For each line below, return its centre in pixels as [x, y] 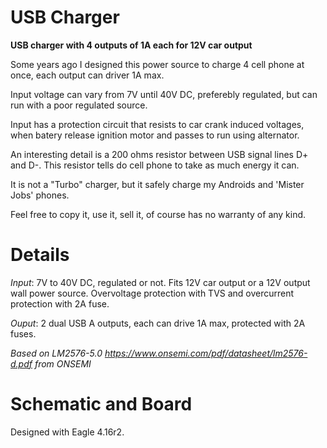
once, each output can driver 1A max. [87, 75]
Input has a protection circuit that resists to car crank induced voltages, [157, 124]
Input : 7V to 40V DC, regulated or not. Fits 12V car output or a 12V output [160, 282]
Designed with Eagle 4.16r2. [67, 432]
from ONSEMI [63, 363]
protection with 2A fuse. [60, 303]
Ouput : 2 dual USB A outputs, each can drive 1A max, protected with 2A [158, 323]
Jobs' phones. [40, 195]
